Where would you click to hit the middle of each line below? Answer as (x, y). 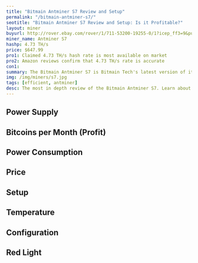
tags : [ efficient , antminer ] (42, 83)
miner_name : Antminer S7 (37, 39)
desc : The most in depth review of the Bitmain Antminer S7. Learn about (99, 88)
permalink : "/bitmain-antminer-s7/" (51, 17)
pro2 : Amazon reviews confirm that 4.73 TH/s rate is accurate (85, 61)
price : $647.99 (25, 50)
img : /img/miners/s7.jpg (37, 77)
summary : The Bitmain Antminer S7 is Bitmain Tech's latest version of (96, 72)
